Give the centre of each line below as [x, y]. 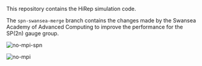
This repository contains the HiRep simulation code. [71, 9]
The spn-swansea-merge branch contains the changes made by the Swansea [101, 20]
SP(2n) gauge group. [33, 33]
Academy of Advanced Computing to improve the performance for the [95, 27]
